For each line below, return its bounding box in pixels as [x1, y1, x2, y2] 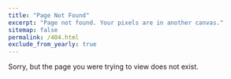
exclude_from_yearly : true [8, 41, 97, 48]
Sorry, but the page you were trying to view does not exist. [8, 62, 199, 71]
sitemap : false [8, 26, 58, 34]
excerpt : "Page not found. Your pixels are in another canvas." [8, 19, 224, 27]
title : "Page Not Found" [8, 11, 90, 20]
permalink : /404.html [8, 33, 80, 41]
